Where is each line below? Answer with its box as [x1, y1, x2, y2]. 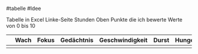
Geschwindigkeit [99, 36, 148, 44]
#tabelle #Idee [6, 5, 41, 12]
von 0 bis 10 [6, 23, 35, 29]
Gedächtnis [60, 36, 94, 44]
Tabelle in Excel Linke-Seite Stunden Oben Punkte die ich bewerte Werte [6, 16, 183, 23]
